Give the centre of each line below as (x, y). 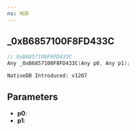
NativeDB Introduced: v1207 (47, 76)
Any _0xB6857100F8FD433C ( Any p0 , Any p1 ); (69, 63)
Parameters (33, 97)
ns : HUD (18, 13)
